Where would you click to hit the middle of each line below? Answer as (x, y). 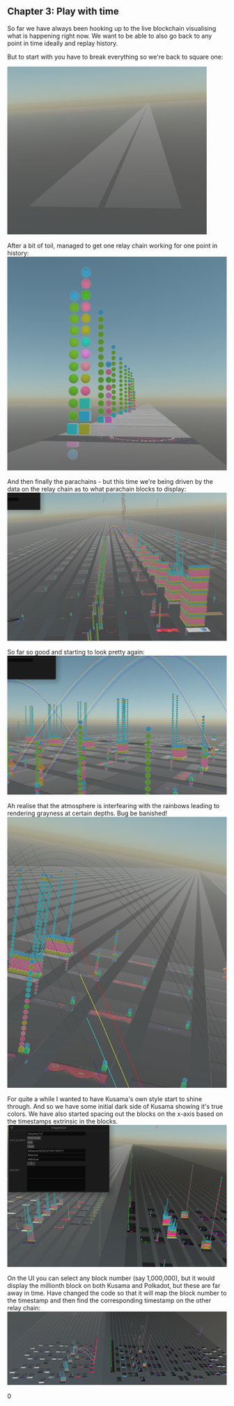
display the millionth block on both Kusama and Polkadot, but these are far (114, 1285)
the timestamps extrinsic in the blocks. (63, 1121)
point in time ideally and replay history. (63, 43)
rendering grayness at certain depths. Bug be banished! (87, 813)
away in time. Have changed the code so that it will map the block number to (117, 1293)
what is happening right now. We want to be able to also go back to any (110, 36)
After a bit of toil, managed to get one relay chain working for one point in (112, 245)
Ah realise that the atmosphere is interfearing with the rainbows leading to (114, 806)
